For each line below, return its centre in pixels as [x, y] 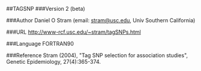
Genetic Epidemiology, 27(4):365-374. [53, 62]
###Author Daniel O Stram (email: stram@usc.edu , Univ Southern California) [101, 20]
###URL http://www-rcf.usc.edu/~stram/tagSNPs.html [73, 32]
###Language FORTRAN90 [40, 44]
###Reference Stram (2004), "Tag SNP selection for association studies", [97, 55]
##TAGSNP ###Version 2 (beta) [46, 9]
